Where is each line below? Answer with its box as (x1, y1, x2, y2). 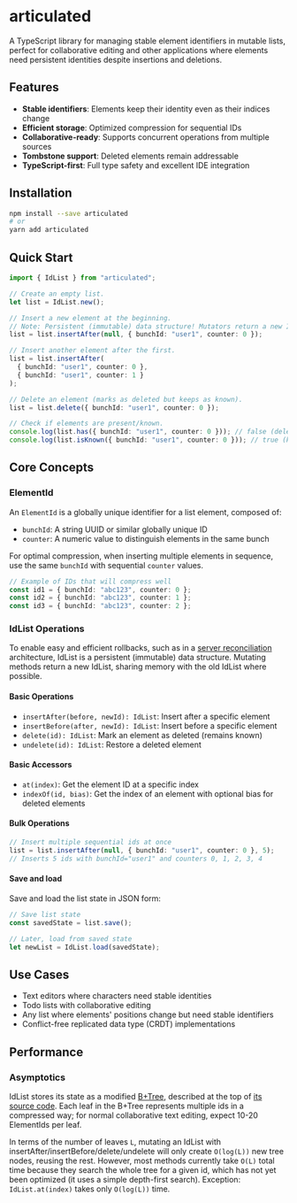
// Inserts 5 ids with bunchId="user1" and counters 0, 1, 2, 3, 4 (9, 854, 263, 863)
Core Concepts (9, 460, 95, 475)
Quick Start (9, 250, 73, 265)
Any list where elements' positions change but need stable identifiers (21, 1009, 274, 1020)
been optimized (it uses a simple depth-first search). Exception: (9, 1174, 241, 1184)
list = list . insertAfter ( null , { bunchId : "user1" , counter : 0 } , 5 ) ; (9, 845, 275, 855)
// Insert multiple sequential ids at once (9, 838, 172, 847)
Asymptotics (9, 1071, 66, 1083)
